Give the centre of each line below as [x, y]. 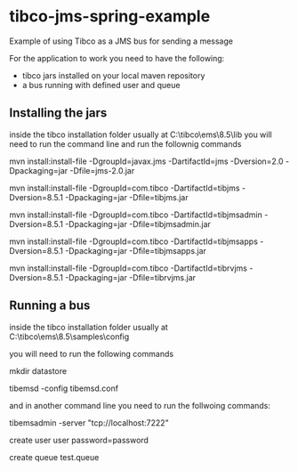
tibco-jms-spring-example [110, 16]
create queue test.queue [54, 457]
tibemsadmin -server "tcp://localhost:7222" [89, 422]
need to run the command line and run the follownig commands [125, 143]
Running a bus [50, 306]
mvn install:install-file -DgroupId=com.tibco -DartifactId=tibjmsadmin [136, 215]
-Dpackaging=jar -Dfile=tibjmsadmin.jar [138, 223]
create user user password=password [79, 440]
